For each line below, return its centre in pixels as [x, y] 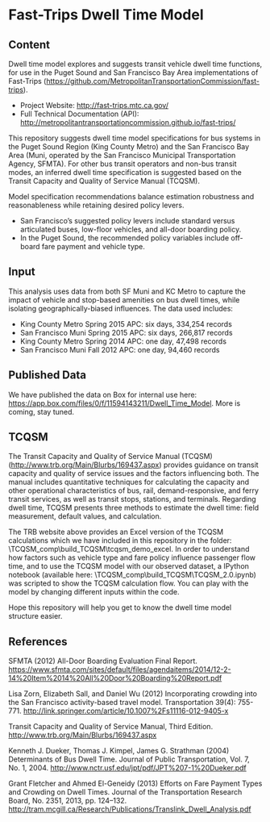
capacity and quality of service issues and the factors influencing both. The [134, 474]
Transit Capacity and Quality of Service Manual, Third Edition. [111, 727]
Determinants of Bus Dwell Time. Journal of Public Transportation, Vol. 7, [129, 759]
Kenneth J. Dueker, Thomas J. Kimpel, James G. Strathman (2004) [119, 751]
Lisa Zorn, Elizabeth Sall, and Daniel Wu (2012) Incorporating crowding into [133, 694]
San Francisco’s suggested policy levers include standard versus [127, 221]
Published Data [48, 376]
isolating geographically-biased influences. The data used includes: [121, 308]
